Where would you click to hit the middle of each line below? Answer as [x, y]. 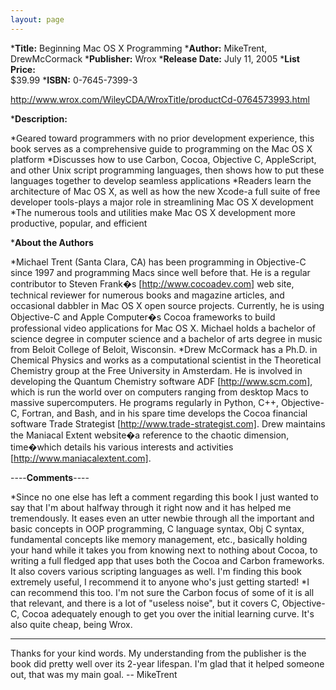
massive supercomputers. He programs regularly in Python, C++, [144, 402]
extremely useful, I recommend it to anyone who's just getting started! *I [160, 582]
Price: [23, 69]
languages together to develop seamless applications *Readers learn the [161, 180]
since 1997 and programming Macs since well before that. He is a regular [160, 272]
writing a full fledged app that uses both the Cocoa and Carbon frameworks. [167, 560]
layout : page [37, 19]
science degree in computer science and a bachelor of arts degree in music [166, 338]
